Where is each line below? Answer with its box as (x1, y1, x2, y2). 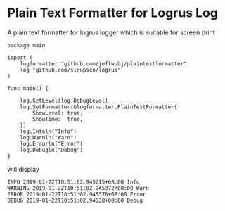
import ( (7, 54, 33, 61)
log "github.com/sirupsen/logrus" (20, 66, 121, 73)
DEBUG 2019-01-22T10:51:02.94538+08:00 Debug (7, 197, 143, 204)
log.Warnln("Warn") (20, 134, 77, 141)
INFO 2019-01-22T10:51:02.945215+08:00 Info (7, 178, 140, 186)
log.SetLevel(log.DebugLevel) (20, 97, 109, 104)
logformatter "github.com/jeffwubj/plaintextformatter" (20, 60, 188, 68)
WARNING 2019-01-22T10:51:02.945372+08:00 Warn (7, 184, 150, 191)
